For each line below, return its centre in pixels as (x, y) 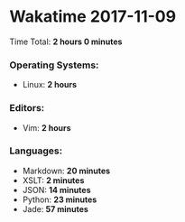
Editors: (27, 108)
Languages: (36, 151)
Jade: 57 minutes (55, 208)
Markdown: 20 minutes (66, 171)
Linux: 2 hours (49, 85)
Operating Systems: (54, 65)
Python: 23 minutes (60, 199)
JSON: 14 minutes (56, 190)
